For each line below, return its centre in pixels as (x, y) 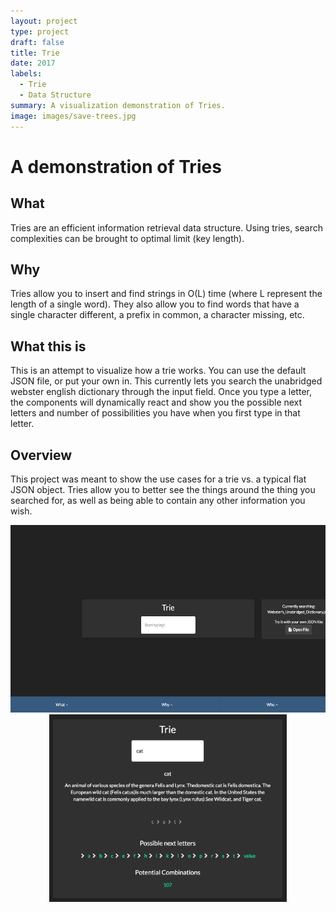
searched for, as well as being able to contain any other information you (158, 500)
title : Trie (35, 53)
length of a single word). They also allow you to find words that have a (155, 304)
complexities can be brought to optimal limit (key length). (127, 238)
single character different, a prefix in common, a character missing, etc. (157, 315)
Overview (41, 455)
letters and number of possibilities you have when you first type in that (155, 413)
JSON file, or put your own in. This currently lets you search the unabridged (166, 381)
